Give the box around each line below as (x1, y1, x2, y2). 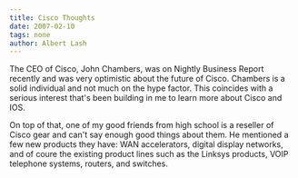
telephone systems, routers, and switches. (9, 158, 168, 169)
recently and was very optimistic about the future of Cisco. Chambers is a (9, 74, 286, 84)
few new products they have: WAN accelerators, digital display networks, (9, 139, 283, 150)
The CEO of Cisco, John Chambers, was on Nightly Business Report (9, 64, 264, 74)
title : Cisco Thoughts (9, 13, 95, 23)
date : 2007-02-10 (9, 22, 75, 31)
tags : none (9, 30, 51, 39)
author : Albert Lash (9, 38, 88, 48)
